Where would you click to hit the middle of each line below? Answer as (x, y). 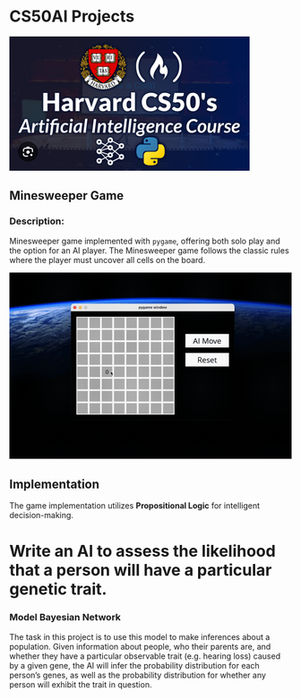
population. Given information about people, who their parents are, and (140, 646)
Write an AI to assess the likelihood (142, 551)
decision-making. (42, 516)
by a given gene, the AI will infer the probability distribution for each (134, 665)
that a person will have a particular (141, 571)
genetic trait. (58, 589)
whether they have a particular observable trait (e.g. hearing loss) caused (145, 656)
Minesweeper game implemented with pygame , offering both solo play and (145, 241)
